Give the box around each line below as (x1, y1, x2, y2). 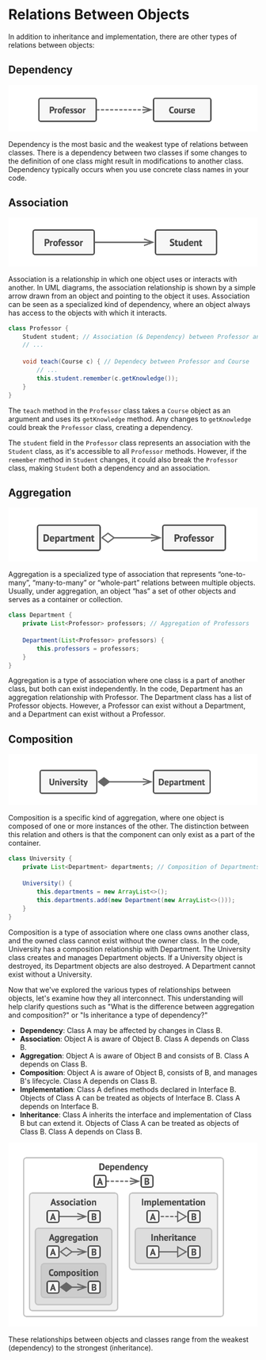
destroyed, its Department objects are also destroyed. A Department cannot (8, 961, 256, 970)
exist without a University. (8, 970, 93, 979)
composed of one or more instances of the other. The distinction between (8, 821, 249, 831)
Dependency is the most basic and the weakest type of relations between (8, 139, 249, 148)
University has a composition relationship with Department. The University (8, 944, 251, 954)
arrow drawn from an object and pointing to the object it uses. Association (8, 291, 250, 301)
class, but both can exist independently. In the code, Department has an (8, 684, 243, 693)
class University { (8, 855, 73, 862)
